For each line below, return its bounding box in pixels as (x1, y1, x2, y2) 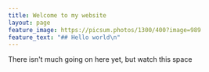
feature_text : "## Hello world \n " (8, 33, 121, 41)
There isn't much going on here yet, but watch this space (8, 55, 193, 64)
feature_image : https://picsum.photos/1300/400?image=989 (8, 26, 201, 34)
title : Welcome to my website (8, 11, 107, 20)
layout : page (8, 19, 51, 27)
